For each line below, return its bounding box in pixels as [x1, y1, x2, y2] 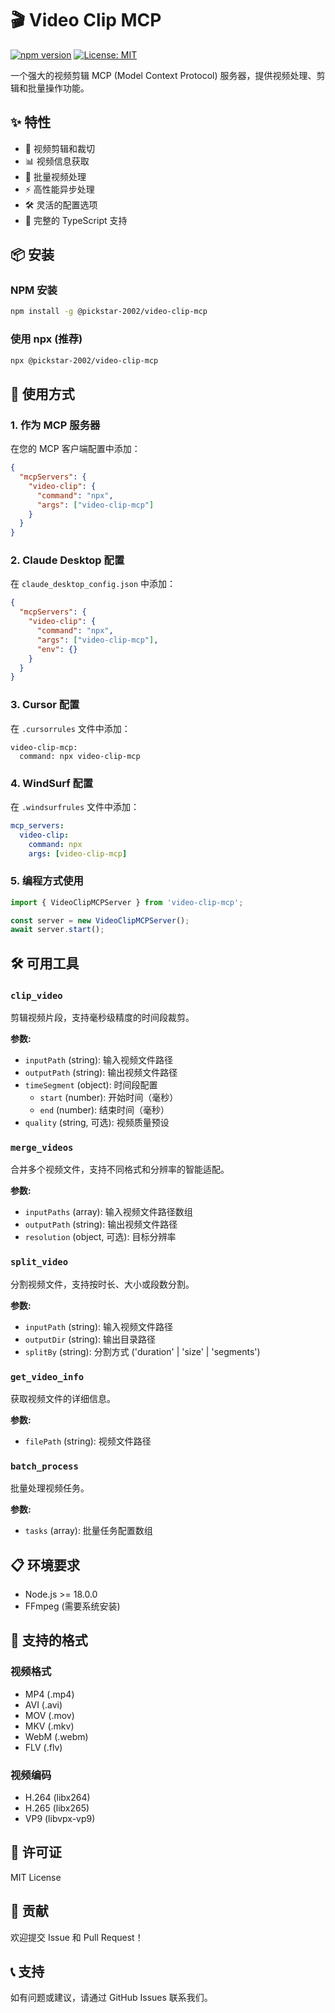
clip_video [10, 990, 63, 1001]
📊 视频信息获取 [24, 155, 90, 167]
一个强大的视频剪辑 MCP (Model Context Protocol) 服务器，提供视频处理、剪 [10, 69, 326, 81]
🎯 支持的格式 [10, 1632, 88, 1649]
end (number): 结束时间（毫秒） [39, 1104, 170, 1116]
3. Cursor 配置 [10, 698, 80, 712]
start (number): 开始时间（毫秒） [39, 1092, 179, 1104]
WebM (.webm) [24, 1730, 89, 1742]
